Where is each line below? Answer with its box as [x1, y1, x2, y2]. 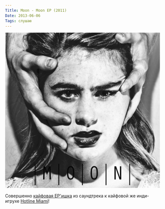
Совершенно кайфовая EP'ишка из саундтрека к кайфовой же [5, 193, 136, 199]
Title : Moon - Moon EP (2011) [5, 8, 67, 13]
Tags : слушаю [5, 18, 32, 23]
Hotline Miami [20, 198, 49, 204]
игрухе [5, 198, 20, 204]
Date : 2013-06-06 [5, 13, 41, 18]
